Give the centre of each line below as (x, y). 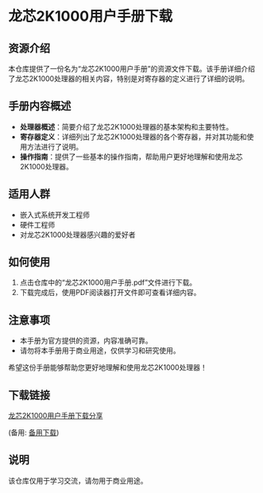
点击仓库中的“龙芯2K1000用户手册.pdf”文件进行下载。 (108, 282)
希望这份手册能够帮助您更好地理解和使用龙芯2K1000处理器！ (108, 367)
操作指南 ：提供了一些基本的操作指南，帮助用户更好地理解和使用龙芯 (131, 157)
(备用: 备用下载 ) (34, 433)
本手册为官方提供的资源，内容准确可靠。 (86, 341)
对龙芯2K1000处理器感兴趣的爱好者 (77, 235)
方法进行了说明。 (55, 146)
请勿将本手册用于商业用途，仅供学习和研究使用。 (100, 351)
